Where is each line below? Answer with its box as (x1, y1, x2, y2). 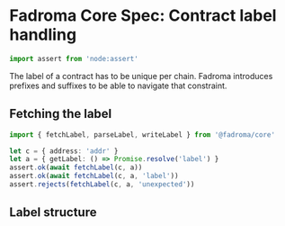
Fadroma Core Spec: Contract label (9, 5, 277, 26)
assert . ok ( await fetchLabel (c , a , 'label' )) (9, 172, 179, 181)
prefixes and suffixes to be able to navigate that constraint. (9, 80, 227, 91)
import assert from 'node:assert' (9, 54, 139, 63)
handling (9, 24, 77, 45)
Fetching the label (9, 106, 112, 122)
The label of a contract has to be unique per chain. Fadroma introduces (9, 70, 273, 81)
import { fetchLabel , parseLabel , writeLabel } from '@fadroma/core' (9, 130, 276, 140)
